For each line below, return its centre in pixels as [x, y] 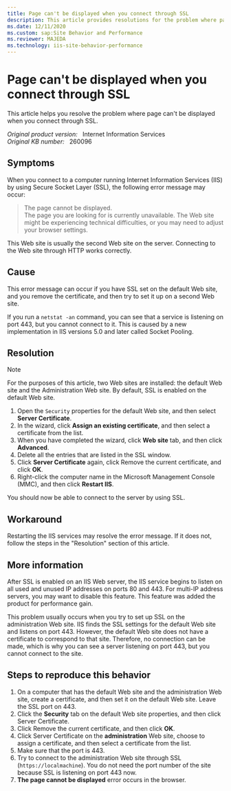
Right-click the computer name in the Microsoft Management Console [116, 477]
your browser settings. [56, 230]
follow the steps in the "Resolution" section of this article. [88, 543]
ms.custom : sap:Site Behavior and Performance [75, 33]
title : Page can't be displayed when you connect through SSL [98, 13]
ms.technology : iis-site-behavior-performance [75, 46]
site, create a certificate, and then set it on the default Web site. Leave [117, 699]
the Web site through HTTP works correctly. [69, 250]
